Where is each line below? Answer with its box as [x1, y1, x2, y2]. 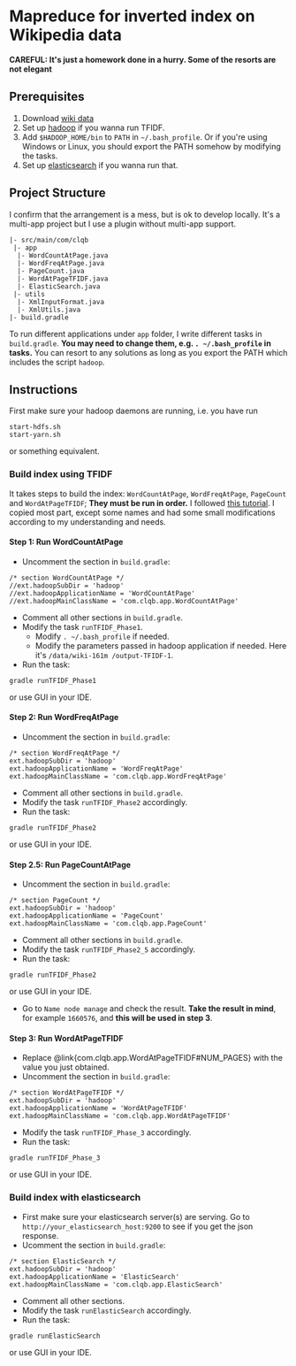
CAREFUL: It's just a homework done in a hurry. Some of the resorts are [9, 54, 277, 65]
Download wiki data [21, 112, 95, 123]
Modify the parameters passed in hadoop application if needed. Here [34, 640, 287, 651]
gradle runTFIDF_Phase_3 [9, 1154, 101, 1163]
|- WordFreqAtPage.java [17, 258, 104, 267]
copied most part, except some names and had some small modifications [9, 507, 276, 518]
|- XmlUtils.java [17, 305, 81, 314]
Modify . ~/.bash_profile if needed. [34, 631, 170, 641]
